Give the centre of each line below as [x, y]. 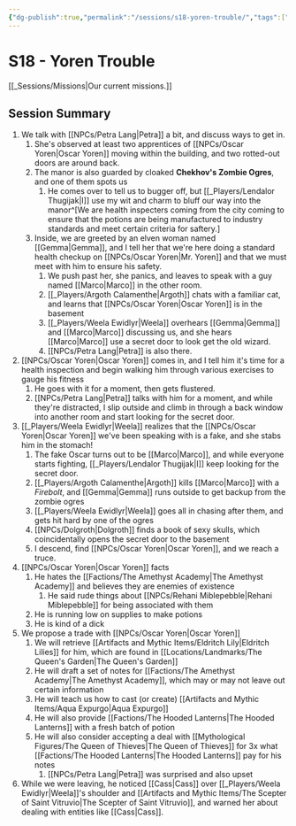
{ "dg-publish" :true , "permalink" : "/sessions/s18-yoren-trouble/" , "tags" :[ [147, 17]
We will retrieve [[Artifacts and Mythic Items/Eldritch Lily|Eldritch [152, 643]
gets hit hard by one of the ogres [94, 521]
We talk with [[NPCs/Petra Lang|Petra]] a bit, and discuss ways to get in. [153, 135]
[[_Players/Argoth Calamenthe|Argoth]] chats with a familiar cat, [164, 295]
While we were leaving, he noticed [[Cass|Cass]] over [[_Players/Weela [151, 784]
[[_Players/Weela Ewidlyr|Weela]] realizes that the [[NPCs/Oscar [138, 427]
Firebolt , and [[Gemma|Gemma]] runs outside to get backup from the [160, 492]
